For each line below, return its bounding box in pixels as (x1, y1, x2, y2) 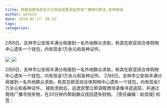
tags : (5, 21, 16, 26)
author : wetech (5, 12, 37, 17)
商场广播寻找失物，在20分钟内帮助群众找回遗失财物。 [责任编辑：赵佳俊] (5, 91, 155, 97)
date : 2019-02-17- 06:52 (5, 16, 57, 21)
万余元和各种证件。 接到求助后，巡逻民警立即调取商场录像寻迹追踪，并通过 (5, 85, 160, 91)
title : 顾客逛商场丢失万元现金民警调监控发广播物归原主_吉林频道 (5, 7, 124, 12)
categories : (5, 26, 30, 31)
